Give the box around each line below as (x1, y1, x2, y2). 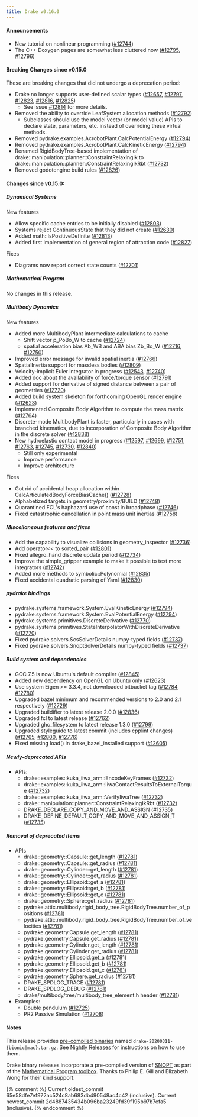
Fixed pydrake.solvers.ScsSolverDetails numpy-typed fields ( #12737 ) (14, 636, 183, 643)
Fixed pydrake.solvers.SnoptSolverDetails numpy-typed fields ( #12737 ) (14, 643, 189, 650)
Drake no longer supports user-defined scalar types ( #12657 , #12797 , (14, 91, 183, 98)
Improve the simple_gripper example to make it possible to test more (14, 557, 181, 564)
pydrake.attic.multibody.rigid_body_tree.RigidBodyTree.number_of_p (23, 903, 190, 911)
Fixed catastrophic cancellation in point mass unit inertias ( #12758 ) (14, 510, 178, 517)
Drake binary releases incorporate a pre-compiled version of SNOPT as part (6, 1061, 191, 1068)
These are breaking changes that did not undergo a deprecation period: (6, 79, 181, 86)
